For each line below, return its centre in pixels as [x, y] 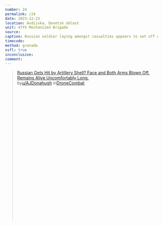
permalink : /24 [20, 14]
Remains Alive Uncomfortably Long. [53, 78]
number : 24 [16, 9]
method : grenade [21, 45]
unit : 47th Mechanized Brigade [37, 28]
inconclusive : [19, 54]
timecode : [15, 41]
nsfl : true [16, 50]
